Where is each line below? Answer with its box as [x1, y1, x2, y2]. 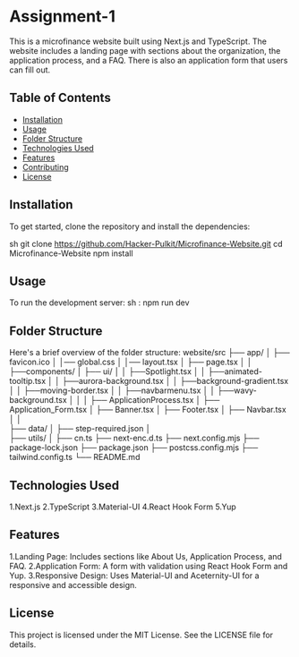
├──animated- [207, 366, 262, 377]
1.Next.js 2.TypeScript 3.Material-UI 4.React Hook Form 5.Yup [9, 501, 237, 512]
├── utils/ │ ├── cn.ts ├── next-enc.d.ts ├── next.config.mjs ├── [9, 432, 260, 444]
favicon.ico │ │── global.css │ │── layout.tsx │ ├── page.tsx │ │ [9, 356, 252, 368]
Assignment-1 [9, 6, 116, 27]
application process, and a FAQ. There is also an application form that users [9, 55, 288, 65]
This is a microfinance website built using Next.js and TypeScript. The [9, 36, 267, 47]
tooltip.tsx [9, 376, 47, 387]
